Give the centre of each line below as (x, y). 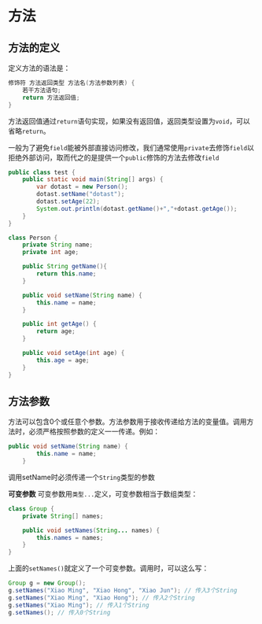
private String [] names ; (63, 516)
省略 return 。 (29, 131)
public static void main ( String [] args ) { (93, 179)
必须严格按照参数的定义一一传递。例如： (94, 432)
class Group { (31, 508)
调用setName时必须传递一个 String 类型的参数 (81, 477)
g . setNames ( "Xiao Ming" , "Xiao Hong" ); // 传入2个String (101, 598)
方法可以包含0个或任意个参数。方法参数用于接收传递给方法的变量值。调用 (127, 422)
